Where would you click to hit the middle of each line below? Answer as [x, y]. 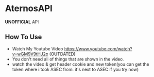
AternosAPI [29, 8]
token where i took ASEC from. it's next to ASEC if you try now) [75, 69]
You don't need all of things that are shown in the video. [68, 59]
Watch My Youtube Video [37, 48]
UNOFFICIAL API [22, 22]
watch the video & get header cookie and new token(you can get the [81, 64]
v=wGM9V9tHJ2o [30, 54]
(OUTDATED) [62, 54]
